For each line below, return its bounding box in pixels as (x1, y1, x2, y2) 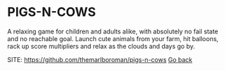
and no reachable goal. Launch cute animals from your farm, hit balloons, (7, 34, 219, 42)
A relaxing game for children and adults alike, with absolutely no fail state (7, 27, 219, 35)
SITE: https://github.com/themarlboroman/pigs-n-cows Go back (7, 55, 193, 63)
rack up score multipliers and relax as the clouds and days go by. (7, 42, 196, 50)
